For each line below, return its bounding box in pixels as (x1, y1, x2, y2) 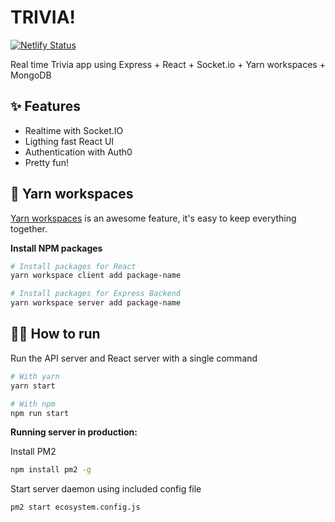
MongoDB (10, 69, 52, 81)
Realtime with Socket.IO (24, 124, 124, 136)
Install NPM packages (10, 242, 103, 254)
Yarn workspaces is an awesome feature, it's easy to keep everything (10, 212, 297, 224)
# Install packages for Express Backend (10, 289, 182, 299)
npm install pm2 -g (10, 465, 92, 475)
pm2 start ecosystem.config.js (10, 502, 141, 513)
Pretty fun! (24, 156, 69, 168)
